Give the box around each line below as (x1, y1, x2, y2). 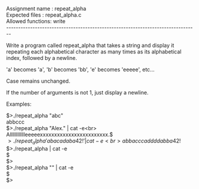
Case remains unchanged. (6, 77, 71, 84)
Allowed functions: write (6, 18, 66, 24)
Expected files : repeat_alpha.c (6, 11, 82, 18)
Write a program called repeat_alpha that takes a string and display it (6, 42, 174, 49)
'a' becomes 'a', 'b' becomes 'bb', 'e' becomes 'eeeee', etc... (6, 66, 155, 73)
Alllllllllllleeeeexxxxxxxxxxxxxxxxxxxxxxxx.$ (6, 131, 113, 138)
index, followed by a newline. (6, 55, 77, 61)
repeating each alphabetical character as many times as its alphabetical (6, 48, 182, 55)
